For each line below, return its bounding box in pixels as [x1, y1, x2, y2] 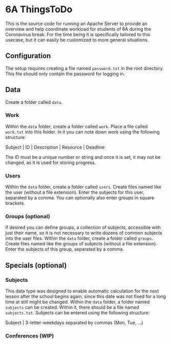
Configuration [5, 52, 51, 60]
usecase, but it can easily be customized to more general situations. [5, 37, 149, 43]
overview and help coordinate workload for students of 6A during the [5, 26, 152, 32]
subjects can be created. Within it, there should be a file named [5, 304, 140, 310]
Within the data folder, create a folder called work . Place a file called [5, 123, 148, 129]
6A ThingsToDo [5, 4, 73, 15]
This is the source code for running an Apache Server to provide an [5, 20, 147, 27]
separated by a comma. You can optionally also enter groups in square [5, 195, 155, 201]
